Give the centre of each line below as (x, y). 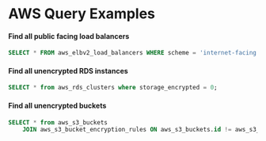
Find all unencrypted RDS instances (68, 70)
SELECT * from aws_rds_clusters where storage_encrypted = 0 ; (113, 88)
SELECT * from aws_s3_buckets (58, 122)
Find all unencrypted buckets (57, 105)
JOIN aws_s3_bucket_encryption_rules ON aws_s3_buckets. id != (127, 130)
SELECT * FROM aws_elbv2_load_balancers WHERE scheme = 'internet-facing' (134, 53)
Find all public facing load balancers (69, 36)
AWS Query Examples (82, 14)
